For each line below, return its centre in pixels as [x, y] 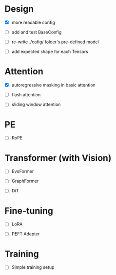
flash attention [26, 95]
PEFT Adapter [26, 234]
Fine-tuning [29, 211]
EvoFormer [23, 172]
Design [19, 9]
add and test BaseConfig [37, 32]
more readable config [33, 22]
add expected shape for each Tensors [50, 52]
